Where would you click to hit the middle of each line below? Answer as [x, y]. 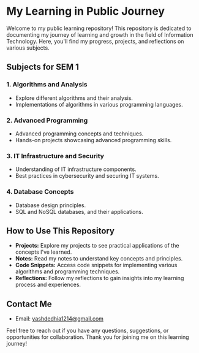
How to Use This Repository [61, 231]
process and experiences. [48, 285]
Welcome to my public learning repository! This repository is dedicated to [99, 28]
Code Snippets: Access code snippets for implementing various [96, 265]
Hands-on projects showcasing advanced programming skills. [93, 140]
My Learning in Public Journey [86, 11]
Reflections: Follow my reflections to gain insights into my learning [99, 278]
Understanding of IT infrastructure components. [76, 169]
